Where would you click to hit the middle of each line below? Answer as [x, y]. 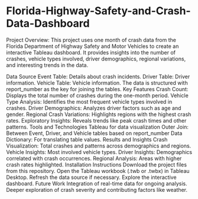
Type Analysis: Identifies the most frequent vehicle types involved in [89, 101]
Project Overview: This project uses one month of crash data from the [91, 40]
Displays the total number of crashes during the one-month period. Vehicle [98, 95]
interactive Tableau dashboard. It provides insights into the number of [91, 52]
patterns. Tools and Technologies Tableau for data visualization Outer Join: [98, 127]
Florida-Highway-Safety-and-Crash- [98, 11]
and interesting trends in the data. [47, 65]
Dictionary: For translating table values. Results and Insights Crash [87, 139]
